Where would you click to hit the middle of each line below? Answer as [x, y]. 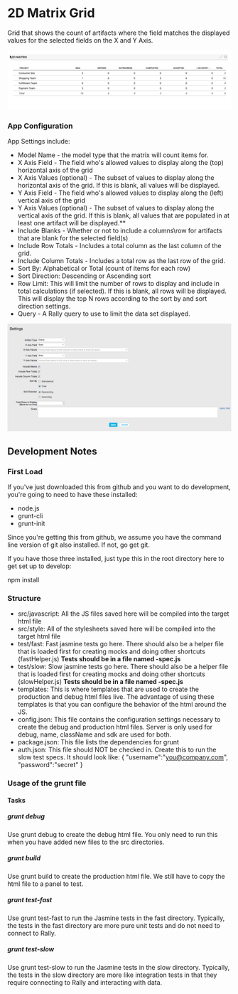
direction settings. [44, 306]
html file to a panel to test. [45, 884]
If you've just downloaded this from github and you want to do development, [119, 487]
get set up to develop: [39, 566]
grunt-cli [30, 515]
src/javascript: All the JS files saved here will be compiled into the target [123, 614]
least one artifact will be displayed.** [72, 223]
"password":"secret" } [50, 765]
